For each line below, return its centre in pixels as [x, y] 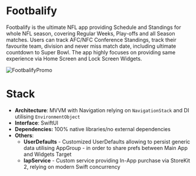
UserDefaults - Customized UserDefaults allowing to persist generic [107, 141]
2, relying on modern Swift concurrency [72, 167]
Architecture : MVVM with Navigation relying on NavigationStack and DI [102, 110]
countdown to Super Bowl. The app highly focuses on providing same [91, 52]
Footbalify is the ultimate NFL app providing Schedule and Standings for [94, 27]
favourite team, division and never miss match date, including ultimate [91, 46]
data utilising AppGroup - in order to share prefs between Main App [105, 148]
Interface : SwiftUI [37, 123]
